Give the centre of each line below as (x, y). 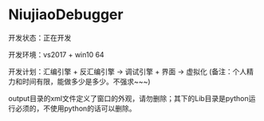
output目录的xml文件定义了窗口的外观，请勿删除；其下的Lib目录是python (128, 98)
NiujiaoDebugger (66, 15)
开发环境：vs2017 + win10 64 (57, 54)
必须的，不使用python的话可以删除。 (75, 108)
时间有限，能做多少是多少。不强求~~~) (86, 81)
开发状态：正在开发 (40, 37)
